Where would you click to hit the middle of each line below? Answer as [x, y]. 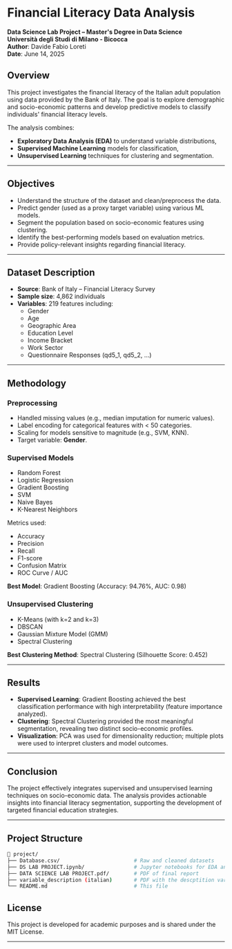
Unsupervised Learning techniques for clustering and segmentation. [115, 155]
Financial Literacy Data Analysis [101, 13]
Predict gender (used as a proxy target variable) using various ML [110, 208]
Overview [29, 76]
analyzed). [32, 714]
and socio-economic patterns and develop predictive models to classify [109, 107]
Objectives [31, 184]
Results [24, 683]
